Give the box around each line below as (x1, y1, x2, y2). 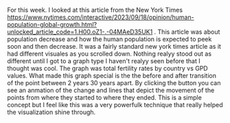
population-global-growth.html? (7, 21, 97, 28)
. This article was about (154, 27, 220, 36)
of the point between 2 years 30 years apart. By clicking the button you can (7, 79, 221, 87)
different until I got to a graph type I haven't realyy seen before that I (7, 57, 200, 65)
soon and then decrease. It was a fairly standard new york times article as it (7, 43, 222, 50)
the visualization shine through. (7, 108, 96, 116)
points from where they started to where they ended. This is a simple (7, 93, 203, 102)
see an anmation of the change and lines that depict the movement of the (7, 86, 215, 94)
